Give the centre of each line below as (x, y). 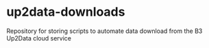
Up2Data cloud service (39, 38)
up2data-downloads (66, 12)
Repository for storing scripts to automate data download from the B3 (104, 31)
